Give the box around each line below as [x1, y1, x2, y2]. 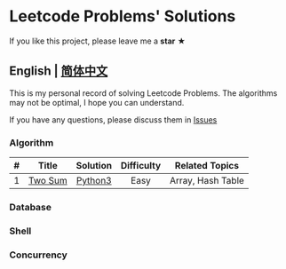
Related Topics [174, 160, 240, 172]
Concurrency [9, 249, 68, 261]
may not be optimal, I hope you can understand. [9, 97, 185, 107]
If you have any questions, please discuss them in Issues [9, 114, 218, 125]
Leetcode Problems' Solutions [9, 6, 236, 27]
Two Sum [28, 175, 68, 187]
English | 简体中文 [9, 64, 108, 79]
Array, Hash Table [169, 175, 244, 187]
